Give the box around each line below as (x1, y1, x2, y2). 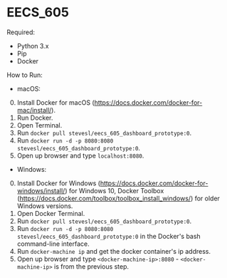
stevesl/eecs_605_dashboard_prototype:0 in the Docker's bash (16, 232, 201, 240)
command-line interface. (16, 240, 90, 248)
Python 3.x (16, 41, 49, 50)
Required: (6, 28, 36, 36)
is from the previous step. (53, 262, 130, 271)
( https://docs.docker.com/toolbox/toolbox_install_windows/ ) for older (16, 194, 220, 202)
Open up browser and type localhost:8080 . (16, 151, 144, 160)
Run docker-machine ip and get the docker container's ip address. (16, 247, 211, 255)
